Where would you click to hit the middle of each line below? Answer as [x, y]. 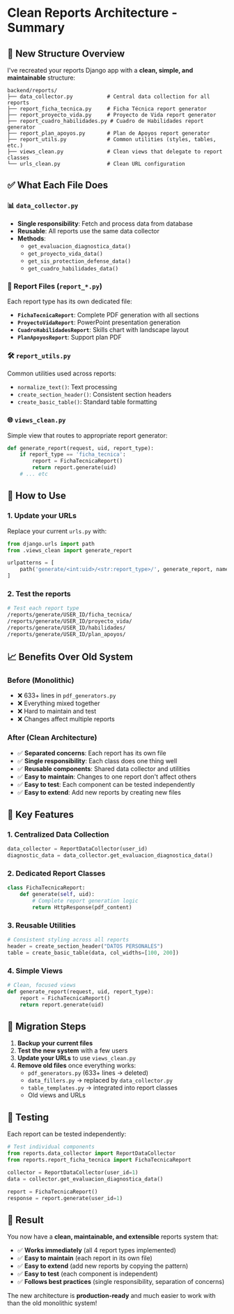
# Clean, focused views [42, 985]
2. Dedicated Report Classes [56, 874]
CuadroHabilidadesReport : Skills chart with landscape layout [103, 329]
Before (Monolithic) [41, 680]
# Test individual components [51, 1147]
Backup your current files [55, 1044]
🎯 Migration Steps [47, 1026]
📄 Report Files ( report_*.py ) [55, 286]
